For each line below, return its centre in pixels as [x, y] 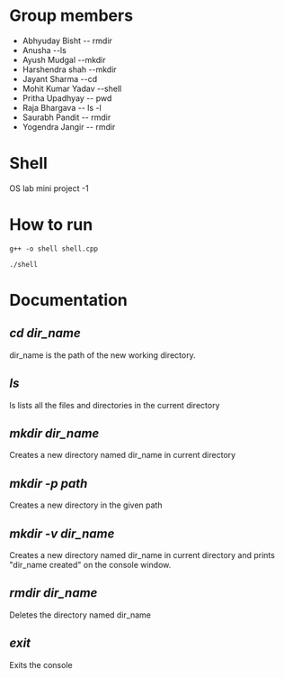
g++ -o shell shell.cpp [54, 249]
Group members [71, 16]
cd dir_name [45, 333]
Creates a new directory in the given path [86, 505]
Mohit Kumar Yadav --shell [72, 88]
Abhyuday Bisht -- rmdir [67, 41]
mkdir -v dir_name [62, 533]
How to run [51, 225]
